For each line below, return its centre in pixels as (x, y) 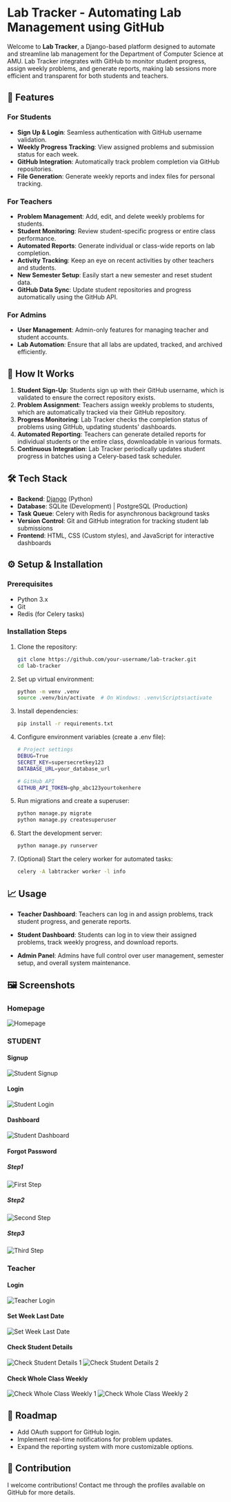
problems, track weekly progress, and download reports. (98, 942)
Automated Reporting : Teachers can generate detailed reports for (111, 434)
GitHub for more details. (41, 1492)
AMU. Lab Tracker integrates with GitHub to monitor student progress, (107, 61)
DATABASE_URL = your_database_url (63, 769)
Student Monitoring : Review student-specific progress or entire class (116, 231)
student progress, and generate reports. (74, 921)
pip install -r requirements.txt (65, 724)
